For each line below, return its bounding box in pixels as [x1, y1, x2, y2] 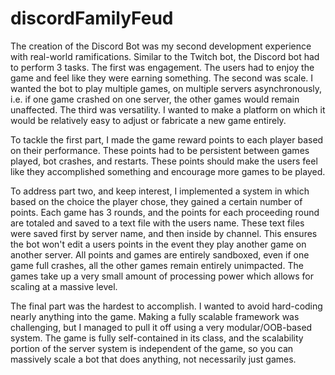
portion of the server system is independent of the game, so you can [10, 342, 294, 354]
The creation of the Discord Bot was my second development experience [10, 40, 312, 52]
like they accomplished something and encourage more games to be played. [10, 165, 326, 177]
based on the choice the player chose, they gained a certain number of [10, 195, 303, 207]
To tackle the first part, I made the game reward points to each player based [10, 133, 324, 146]
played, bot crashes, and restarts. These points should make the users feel [10, 155, 318, 167]
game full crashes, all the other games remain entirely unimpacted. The [10, 259, 304, 271]
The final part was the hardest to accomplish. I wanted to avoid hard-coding [10, 300, 323, 312]
